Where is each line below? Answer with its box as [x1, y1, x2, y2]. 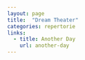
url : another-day [19, 42, 70, 49]
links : [7, 29, 26, 37]
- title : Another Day [13, 36, 76, 43]
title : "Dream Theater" [7, 17, 79, 23]
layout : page [7, 10, 45, 17]
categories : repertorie [7, 23, 76, 30]
